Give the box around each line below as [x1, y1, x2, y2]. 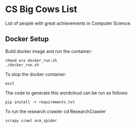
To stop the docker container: [5, 71, 66, 77]
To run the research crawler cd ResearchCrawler [5, 108, 106, 114]
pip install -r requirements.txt [5, 99, 75, 104]
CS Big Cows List [5, 4, 78, 15]
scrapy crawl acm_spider [5, 118, 57, 123]
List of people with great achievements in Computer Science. [5, 20, 131, 26]
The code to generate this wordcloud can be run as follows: [5, 90, 129, 96]
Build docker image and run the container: [5, 48, 92, 54]
